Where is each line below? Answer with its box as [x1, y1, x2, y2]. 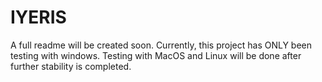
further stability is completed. [10, 60, 132, 72]
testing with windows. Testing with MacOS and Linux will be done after [10, 49, 302, 61]
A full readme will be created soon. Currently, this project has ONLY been [10, 39, 313, 51]
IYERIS [10, 6, 67, 29]
